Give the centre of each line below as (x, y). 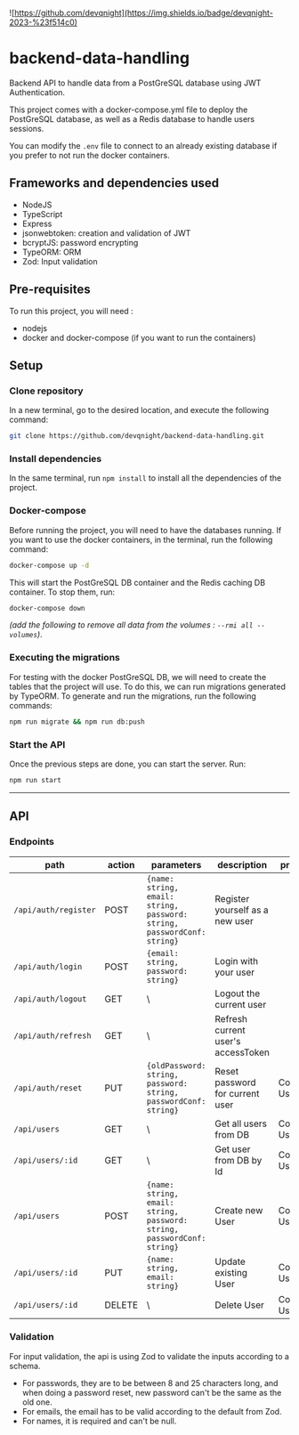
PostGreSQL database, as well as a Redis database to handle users (132, 118)
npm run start (36, 780)
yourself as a (242, 910)
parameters (176, 864)
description (242, 864)
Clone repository (46, 391)
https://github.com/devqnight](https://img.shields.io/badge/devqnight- (144, 13)
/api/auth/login (48, 966)
